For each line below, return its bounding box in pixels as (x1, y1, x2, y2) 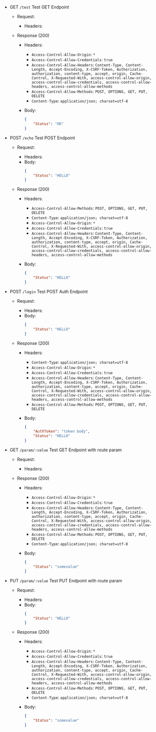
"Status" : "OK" (33, 121, 64, 126)
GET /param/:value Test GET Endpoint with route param (9, 447, 122, 453)
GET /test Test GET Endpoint (9, 4, 69, 10)
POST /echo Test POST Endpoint (9, 134, 76, 141)
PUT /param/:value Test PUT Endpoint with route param (9, 577, 122, 583)
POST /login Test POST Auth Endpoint (9, 288, 88, 294)
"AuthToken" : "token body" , (33, 429, 90, 434)
